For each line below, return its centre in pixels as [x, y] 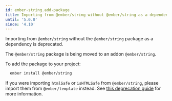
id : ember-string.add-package [38, 10]
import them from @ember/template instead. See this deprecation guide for [83, 89]
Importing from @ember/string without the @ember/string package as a [79, 39]
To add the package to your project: [43, 64]
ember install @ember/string [41, 73]
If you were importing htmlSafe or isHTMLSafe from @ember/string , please [82, 83]
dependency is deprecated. [34, 44]
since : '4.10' [20, 24]
